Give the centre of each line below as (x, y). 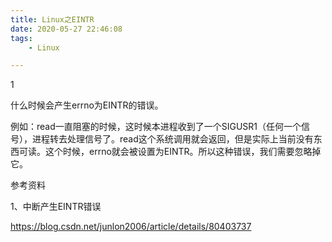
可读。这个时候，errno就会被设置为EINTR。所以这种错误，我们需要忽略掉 (170, 152)
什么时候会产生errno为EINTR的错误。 (87, 105)
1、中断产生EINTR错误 (56, 207)
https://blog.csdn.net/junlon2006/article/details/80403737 (131, 227)
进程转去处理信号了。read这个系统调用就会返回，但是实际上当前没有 (172, 139)
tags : (21, 38)
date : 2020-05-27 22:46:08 (66, 29)
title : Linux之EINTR (52, 19)
